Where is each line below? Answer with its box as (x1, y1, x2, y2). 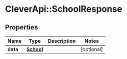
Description (48, 38, 76, 44)
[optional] (80, 46, 103, 53)
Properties (5, 23, 38, 31)
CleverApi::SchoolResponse (5, 3, 123, 15)
